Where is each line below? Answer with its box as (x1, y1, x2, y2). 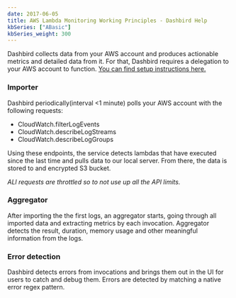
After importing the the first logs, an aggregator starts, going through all (7, 211, 217, 220)
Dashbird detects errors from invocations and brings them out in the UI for (7, 267, 224, 277)
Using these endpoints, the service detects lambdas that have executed (7, 148, 217, 157)
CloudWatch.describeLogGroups (17, 135, 114, 143)
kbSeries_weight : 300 (7, 30, 72, 38)
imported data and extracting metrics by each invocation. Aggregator (7, 219, 210, 227)
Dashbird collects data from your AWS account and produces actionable (7, 50, 218, 58)
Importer (7, 82, 39, 92)
